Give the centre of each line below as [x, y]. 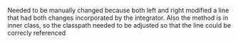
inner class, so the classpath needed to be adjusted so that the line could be [119, 25]
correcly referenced [37, 33]
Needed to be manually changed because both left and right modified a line [118, 10]
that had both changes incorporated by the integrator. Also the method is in [118, 18]
